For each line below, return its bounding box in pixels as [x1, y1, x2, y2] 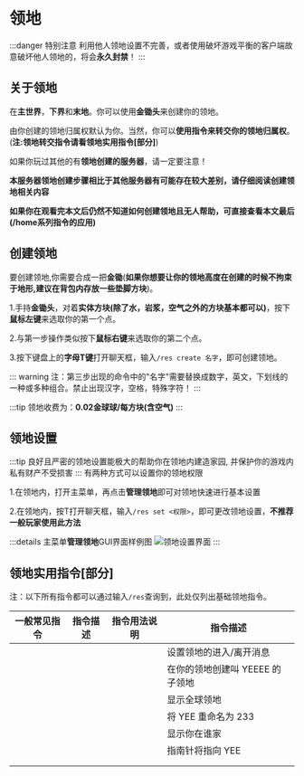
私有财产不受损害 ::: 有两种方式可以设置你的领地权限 [9, 468, 204, 478]
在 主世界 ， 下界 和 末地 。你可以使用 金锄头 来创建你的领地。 [9, 106, 223, 117]
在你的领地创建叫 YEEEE [166, 663, 271, 676]
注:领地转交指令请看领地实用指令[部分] [12, 137, 157, 147]
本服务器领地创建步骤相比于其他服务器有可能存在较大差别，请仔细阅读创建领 [9, 175, 295, 185]
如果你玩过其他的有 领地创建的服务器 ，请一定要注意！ [9, 156, 208, 166]
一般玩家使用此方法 [9, 517, 81, 528]
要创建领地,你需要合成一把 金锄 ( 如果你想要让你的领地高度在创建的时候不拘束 [9, 271, 292, 282]
